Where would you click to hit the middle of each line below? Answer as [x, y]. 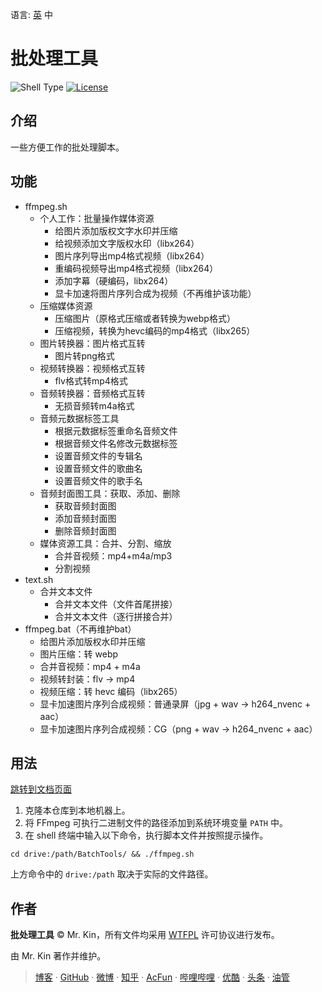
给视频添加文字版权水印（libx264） [127, 243]
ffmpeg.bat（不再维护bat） [80, 629]
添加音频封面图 [85, 518]
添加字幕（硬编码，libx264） [114, 280]
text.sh [39, 579]
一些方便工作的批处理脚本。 [67, 147]
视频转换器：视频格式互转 [92, 368]
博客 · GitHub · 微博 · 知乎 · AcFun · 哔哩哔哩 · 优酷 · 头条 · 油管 [162, 977]
